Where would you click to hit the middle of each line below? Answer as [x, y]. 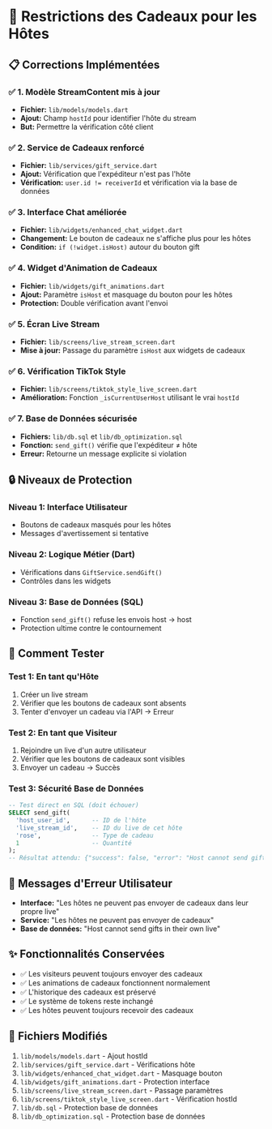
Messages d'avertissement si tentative [84, 534]
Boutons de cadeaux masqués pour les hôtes [96, 525]
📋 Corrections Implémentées [84, 64]
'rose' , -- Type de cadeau [85, 835]
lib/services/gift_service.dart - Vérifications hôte [108, 1064]
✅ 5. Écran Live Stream [54, 324]
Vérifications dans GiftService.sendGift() [91, 572]
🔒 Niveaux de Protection [70, 481]
